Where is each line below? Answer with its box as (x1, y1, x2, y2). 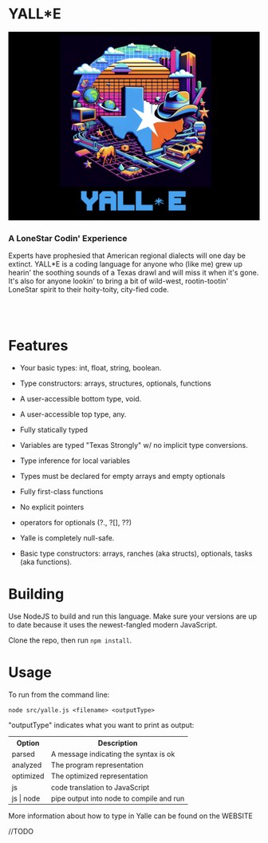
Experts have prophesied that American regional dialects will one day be (8, 251, 246, 260)
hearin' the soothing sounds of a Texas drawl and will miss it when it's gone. (8, 268, 259, 278)
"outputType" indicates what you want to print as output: (8, 720, 195, 730)
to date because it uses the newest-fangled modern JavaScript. (8, 620, 218, 630)
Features (8, 337, 69, 355)
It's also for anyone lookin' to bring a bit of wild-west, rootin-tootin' (8, 276, 229, 286)
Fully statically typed (19, 425, 89, 435)
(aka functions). (19, 557, 73, 567)
